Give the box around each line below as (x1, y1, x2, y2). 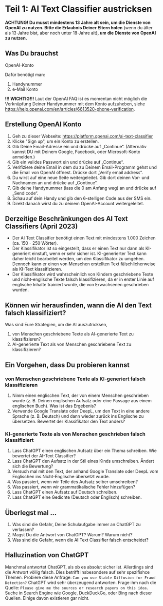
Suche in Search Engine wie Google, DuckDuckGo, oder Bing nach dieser (5, 590, 152, 596)
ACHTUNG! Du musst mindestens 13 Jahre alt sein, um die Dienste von (5, 20, 151, 25)
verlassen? (12, 527, 34, 532)
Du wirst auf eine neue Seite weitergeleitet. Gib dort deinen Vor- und (12, 175, 150, 180)
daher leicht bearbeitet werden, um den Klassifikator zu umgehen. (12, 256, 145, 262)
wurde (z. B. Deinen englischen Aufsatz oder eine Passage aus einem (12, 397, 152, 403)
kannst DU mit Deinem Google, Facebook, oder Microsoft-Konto (12, 149, 141, 155)
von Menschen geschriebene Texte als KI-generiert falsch (5, 375, 146, 382)
